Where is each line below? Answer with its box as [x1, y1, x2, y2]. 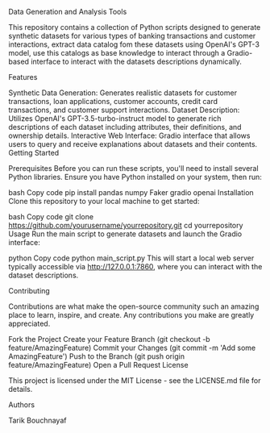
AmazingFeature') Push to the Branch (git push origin [8, 352, 185, 361]
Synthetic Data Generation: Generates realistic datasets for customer [8, 88, 238, 98]
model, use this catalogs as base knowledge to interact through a [8, 48, 226, 57]
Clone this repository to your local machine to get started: [8, 197, 200, 206]
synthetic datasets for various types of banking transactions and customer [8, 31, 256, 40]
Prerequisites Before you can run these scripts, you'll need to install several [8, 164, 260, 173]
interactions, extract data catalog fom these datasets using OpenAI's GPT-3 [8, 40, 260, 49]
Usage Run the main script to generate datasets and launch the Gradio [8, 229, 243, 239]
